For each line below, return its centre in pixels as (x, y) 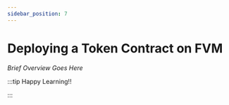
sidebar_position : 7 (38, 14)
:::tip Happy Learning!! (39, 81)
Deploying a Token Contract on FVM (115, 48)
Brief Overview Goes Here (45, 68)
